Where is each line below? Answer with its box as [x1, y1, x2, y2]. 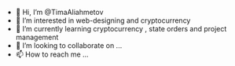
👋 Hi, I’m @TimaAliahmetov [15, 8, 104, 16]
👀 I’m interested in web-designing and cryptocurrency [15, 16, 191, 25]
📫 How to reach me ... [15, 49, 89, 59]
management [15, 32, 59, 42]
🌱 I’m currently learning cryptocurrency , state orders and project [15, 24, 227, 33]
